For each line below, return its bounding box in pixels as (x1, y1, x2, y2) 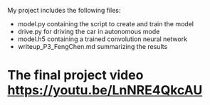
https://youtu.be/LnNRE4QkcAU (7, 82, 203, 99)
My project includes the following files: (7, 6, 121, 14)
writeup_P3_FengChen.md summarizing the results (17, 43, 168, 50)
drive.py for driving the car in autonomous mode (17, 28, 160, 35)
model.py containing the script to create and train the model (17, 20, 194, 28)
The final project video (7, 67, 144, 84)
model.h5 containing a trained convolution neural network (17, 35, 187, 43)
